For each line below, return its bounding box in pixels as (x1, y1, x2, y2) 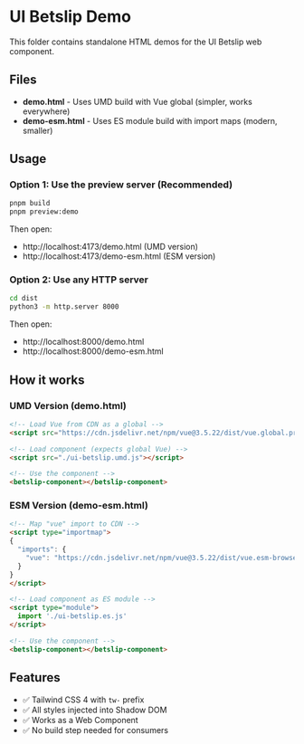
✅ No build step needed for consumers (22, 724, 169, 735)
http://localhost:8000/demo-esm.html (22, 346, 165, 357)
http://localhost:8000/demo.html (22, 337, 145, 348)
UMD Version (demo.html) (9, 399, 127, 412)
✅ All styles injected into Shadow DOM (22, 704, 167, 715)
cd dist (9, 294, 39, 303)
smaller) (22, 125, 53, 136)
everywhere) (22, 106, 71, 117)
